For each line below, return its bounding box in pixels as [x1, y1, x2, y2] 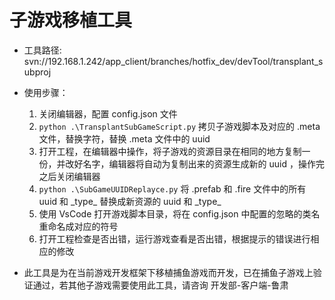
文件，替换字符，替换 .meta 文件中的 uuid [38, 132, 211, 145]
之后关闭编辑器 [38, 170, 101, 182]
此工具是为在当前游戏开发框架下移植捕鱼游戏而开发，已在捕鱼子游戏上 [23, 266, 314, 278]
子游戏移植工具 [9, 9, 133, 32]
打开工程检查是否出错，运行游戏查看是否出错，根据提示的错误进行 [38, 232, 311, 245]
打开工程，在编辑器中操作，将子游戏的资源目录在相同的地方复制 [38, 145, 302, 157]
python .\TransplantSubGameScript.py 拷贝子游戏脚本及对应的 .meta [38, 120, 321, 132]
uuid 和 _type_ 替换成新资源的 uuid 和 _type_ [38, 195, 222, 207]
